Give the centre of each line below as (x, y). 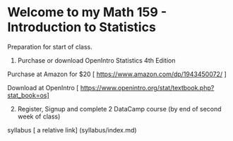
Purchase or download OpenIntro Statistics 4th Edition (96, 60)
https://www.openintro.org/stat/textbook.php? (147, 87)
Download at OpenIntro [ (43, 87)
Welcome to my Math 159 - (87, 12)
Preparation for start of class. (50, 47)
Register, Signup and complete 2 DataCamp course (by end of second (119, 109)
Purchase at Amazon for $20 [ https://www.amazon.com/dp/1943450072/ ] (117, 74)
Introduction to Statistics (82, 27)
